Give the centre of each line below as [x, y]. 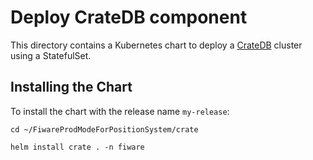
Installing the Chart [71, 87]
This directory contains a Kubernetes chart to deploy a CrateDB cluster [156, 45]
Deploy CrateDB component [129, 17]
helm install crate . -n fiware [77, 147]
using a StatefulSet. [51, 55]
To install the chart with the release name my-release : [120, 111]
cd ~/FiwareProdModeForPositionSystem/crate [104, 129]
